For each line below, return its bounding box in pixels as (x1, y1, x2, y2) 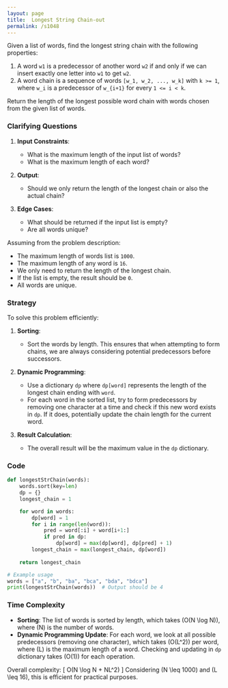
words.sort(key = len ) (19, 483, 78, 490)
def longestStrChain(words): (7, 476, 90, 483)
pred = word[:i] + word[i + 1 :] (43, 527, 130, 534)
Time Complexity (7, 600, 66, 610)
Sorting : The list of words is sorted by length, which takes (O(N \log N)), (16, 615, 220, 624)
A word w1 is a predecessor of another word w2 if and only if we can (16, 62, 207, 71)
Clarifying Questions (7, 121, 77, 131)
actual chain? (27, 191, 65, 199)
